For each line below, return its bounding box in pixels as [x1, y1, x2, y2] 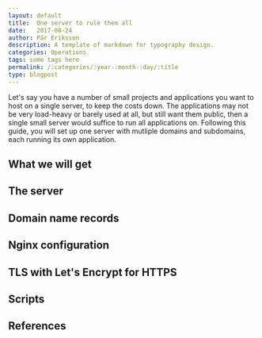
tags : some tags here [8, 56, 80, 64]
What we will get [8, 158, 93, 171]
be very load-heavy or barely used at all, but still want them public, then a [8, 109, 249, 119]
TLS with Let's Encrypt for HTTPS [8, 265, 177, 278]
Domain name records [8, 211, 120, 225]
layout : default [8, 11, 62, 20]
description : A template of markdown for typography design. [8, 41, 215, 49]
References [8, 319, 66, 333]
